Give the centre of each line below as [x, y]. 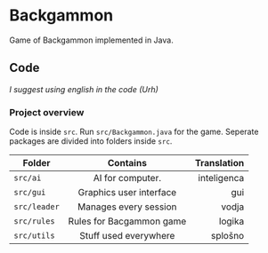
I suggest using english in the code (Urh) [84, 89]
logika [231, 221]
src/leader [37, 207]
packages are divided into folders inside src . [91, 141]
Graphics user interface [127, 193]
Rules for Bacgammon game [127, 221]
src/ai [28, 178]
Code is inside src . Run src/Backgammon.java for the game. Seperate [134, 132]
